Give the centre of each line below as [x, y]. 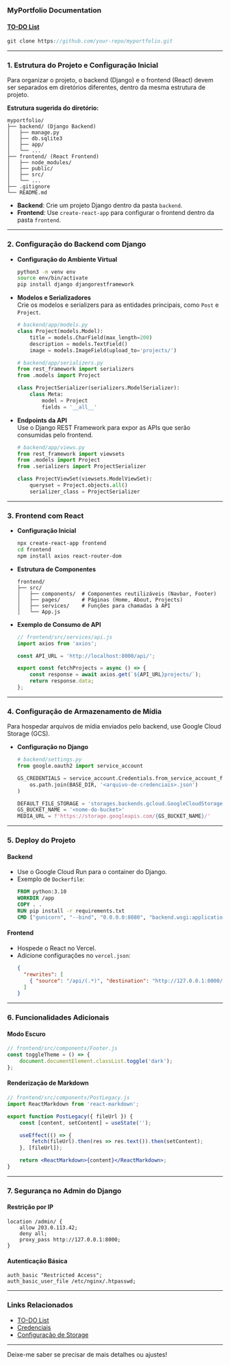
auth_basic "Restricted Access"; [55, 1276]
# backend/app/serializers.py [60, 363]
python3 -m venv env [46, 272]
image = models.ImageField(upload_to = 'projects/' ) [103, 350]
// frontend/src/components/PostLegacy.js [68, 1098]
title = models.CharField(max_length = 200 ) [91, 337]
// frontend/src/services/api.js [65, 637]
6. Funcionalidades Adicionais [58, 1018]
